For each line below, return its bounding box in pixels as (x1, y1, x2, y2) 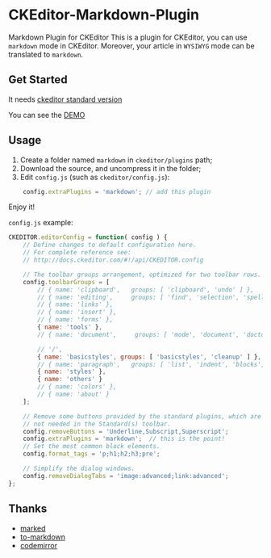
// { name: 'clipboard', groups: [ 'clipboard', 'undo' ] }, (37, 285, 254, 294)
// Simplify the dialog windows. (23, 464, 135, 473)
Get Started (8, 73, 68, 86)
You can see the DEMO (8, 110, 85, 120)
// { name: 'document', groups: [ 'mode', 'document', (37, 330, 240, 338)
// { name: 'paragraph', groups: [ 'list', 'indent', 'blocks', (37, 360, 265, 368)
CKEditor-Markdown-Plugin (8, 6, 200, 24)
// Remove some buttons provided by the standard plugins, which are (23, 412, 262, 421)
